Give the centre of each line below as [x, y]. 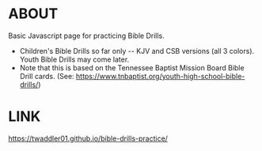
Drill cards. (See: [47, 76]
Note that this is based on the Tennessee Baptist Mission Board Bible [132, 67]
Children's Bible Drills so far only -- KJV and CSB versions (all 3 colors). [137, 51]
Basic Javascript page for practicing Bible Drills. [86, 36]
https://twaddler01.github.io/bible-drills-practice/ [88, 138]
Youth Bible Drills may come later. [74, 59]
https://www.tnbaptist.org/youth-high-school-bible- [160, 76]
